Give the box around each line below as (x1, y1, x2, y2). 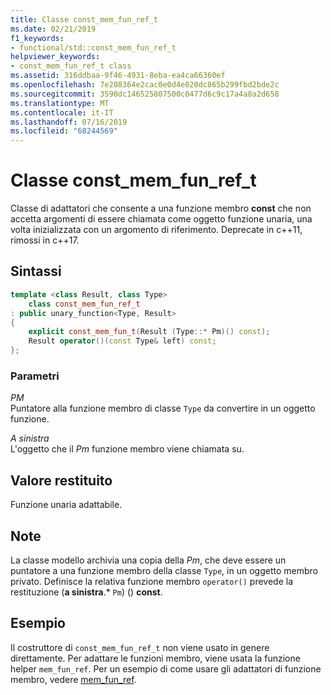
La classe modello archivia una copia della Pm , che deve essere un (10, 554, 287, 566)
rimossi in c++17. (10, 234, 80, 246)
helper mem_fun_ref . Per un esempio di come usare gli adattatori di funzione (10, 662, 322, 675)
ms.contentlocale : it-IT (10, 107, 114, 118)
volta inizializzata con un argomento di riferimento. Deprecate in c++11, (10, 224, 303, 236)
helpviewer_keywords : (10, 52, 101, 62)
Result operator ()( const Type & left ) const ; (28, 336, 217, 346)
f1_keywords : (10, 33, 65, 43)
